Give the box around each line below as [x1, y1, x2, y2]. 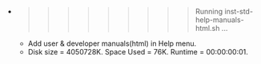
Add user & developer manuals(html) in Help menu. [27, 39, 197, 48]
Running [195, 7, 223, 16]
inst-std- [223, 7, 254, 16]
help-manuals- [195, 15, 244, 24]
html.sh [195, 24, 220, 32]
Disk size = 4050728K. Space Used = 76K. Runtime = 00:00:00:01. [27, 47, 248, 56]
